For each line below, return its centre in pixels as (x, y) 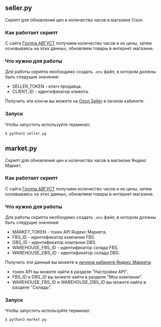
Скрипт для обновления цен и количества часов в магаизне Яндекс (76, 160)
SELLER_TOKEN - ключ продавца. (47, 86)
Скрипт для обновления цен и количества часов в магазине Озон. (74, 20)
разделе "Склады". (32, 287)
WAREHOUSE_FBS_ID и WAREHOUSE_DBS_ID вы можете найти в (79, 282)
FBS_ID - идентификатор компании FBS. (54, 237)
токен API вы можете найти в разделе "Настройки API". (70, 272)
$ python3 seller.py (26, 133)
